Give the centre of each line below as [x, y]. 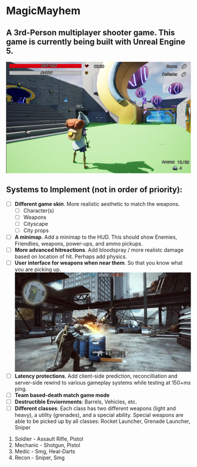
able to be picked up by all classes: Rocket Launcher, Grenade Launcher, [102, 421]
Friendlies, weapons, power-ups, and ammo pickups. [79, 243]
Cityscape [36, 224]
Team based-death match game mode [62, 395]
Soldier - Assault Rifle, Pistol [49, 439]
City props [36, 230]
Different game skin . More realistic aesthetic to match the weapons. [97, 204]
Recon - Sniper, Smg [40, 458]
